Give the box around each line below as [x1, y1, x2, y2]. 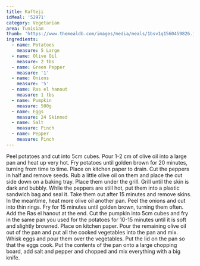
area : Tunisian [6, 25, 44, 32]
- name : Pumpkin [11, 97, 52, 103]
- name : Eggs [11, 109, 44, 115]
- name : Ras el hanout [11, 86, 68, 92]
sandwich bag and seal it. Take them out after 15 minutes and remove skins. [6, 190, 192, 197]
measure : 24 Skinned [17, 114, 68, 120]
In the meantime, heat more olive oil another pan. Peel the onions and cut [6, 197, 186, 204]
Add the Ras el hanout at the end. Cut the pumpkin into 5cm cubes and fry [6, 209, 189, 216]
